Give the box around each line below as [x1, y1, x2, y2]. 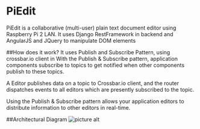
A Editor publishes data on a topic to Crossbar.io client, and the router [6, 80, 180, 87]
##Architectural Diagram [6, 116, 67, 123]
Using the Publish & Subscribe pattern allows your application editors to [6, 98, 185, 105]
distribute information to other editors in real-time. [6, 104, 131, 111]
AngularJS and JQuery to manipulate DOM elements [6, 37, 136, 44]
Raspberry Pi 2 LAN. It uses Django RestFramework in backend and [6, 30, 173, 37]
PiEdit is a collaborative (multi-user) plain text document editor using [6, 24, 177, 31]
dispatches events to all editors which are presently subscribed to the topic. [6, 86, 195, 93]
